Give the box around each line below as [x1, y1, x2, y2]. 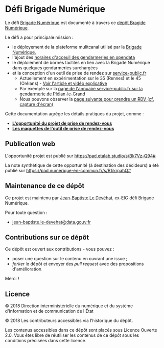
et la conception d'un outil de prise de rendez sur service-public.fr [12, 70, 147, 76]
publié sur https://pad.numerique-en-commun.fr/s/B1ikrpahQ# [5, 167, 131, 173]
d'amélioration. [12, 266, 43, 272]
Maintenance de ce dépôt [5, 182, 85, 190]
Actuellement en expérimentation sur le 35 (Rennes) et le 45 [19, 75, 141, 81]
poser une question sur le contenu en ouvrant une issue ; [12, 256, 128, 262]
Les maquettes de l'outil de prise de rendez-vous [12, 125, 114, 131]
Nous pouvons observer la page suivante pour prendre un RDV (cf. [19, 96, 154, 102]
